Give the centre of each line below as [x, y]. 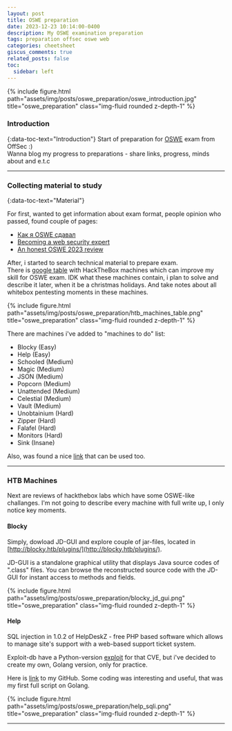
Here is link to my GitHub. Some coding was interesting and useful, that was [115, 678]
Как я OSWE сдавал [46, 235]
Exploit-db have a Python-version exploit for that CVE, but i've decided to [112, 657]
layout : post [26, 13]
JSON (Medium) [40, 377]
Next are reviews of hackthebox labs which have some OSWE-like [101, 496]
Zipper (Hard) [37, 421]
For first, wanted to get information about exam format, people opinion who [114, 214]
